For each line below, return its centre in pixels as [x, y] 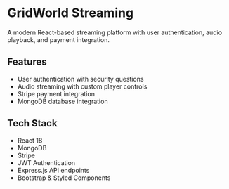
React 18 [30, 140]
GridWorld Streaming [71, 13]
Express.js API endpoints [53, 170]
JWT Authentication [46, 162]
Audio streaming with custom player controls [82, 86]
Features [27, 62]
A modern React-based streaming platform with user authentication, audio [115, 32]
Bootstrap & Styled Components [64, 178]
